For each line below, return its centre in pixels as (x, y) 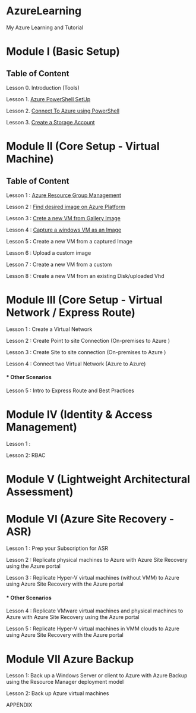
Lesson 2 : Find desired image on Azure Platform (66, 207)
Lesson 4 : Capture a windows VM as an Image (64, 230)
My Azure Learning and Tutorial (45, 27)
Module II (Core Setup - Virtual (83, 146)
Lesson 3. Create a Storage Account (50, 122)
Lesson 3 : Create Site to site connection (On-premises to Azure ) (86, 352)
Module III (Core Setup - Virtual (84, 300)
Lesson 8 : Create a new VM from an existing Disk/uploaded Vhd (85, 276)
